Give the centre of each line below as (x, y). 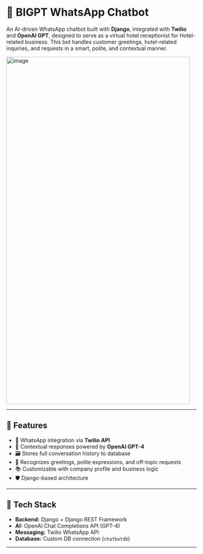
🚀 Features (27, 426)
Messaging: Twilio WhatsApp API (57, 532)
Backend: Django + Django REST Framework (71, 519)
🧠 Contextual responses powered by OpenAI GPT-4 (80, 447)
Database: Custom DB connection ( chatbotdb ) (72, 538)
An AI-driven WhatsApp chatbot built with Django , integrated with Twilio (97, 29)
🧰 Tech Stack (31, 505)
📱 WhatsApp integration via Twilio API (63, 440)
